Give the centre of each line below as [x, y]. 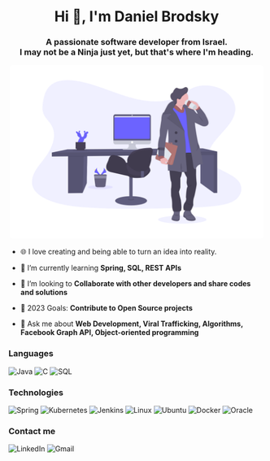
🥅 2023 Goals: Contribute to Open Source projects [107, 308]
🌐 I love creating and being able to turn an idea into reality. [118, 252]
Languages [31, 354]
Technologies [36, 392]
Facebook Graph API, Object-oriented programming [109, 333]
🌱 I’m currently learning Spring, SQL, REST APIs [100, 268]
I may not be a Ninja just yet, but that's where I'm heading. [137, 52]
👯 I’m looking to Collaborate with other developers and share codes [135, 284]
